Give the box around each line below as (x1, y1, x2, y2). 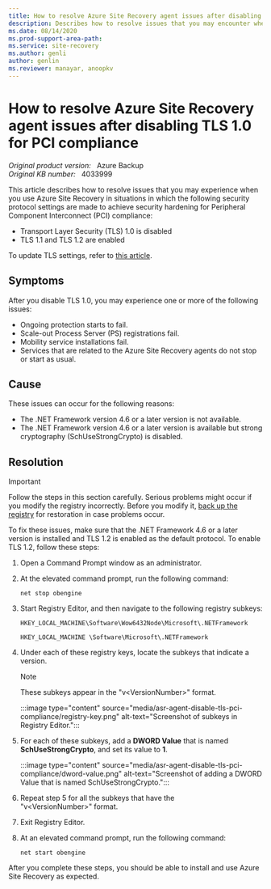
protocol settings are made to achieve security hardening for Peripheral (8, 201, 246, 211)
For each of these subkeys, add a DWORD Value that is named (19, 736, 228, 746)
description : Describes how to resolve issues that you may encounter (8, 19, 251, 28)
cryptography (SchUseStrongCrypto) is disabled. (19, 432, 183, 442)
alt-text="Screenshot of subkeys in (120, 712, 238, 722)
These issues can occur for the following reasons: (8, 399, 175, 409)
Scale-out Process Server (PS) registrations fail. (19, 328, 180, 338)
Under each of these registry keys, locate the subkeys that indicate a (19, 648, 249, 658)
